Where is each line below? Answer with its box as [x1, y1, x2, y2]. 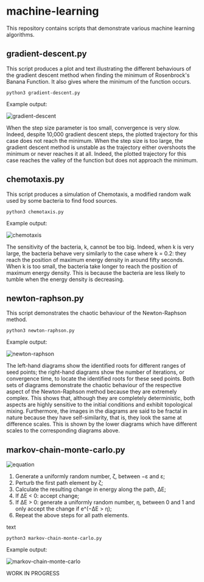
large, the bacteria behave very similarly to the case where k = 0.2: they [6, 249, 187, 257]
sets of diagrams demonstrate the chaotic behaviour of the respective [6, 382, 182, 389]
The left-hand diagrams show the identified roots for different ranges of [6, 362, 186, 369]
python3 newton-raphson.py [6, 328, 75, 334]
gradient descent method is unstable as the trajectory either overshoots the [6, 144, 196, 151]
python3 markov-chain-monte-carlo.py [6, 536, 102, 542]
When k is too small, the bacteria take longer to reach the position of [6, 263, 178, 270]
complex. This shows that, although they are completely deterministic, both [6, 395, 195, 402]
